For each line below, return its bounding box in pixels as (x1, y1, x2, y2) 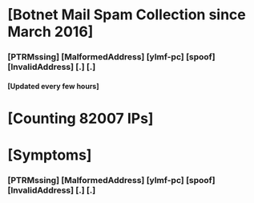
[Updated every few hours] (7, 81, 99, 91)
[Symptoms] (7, 146, 92, 164)
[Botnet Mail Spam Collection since (7, 6, 246, 24)
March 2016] (7, 22, 94, 41)
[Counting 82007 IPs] (7, 109, 154, 128)
